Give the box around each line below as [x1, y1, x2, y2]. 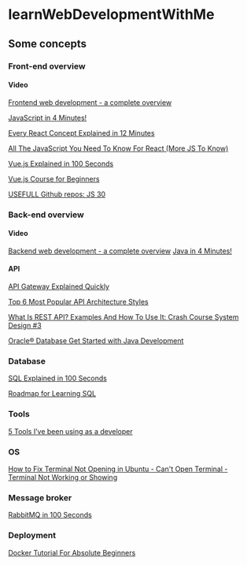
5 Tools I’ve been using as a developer [8, 426, 133, 436]
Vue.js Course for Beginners [8, 174, 100, 183]
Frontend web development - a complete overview [8, 97, 172, 107]
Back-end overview [8, 209, 84, 220]
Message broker [8, 492, 72, 503]
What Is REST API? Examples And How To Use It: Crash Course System [8, 312, 239, 322]
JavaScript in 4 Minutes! [8, 113, 87, 122]
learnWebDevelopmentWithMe [8, 6, 215, 24]
